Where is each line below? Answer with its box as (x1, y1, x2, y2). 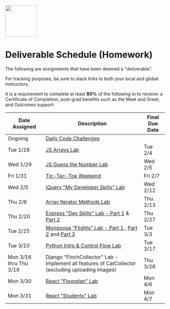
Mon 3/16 (8, 253, 32, 260)
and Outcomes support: (5, 101, 55, 108)
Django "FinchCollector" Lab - (45, 253, 118, 260)
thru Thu (8, 260, 28, 267)
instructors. (5, 81, 29, 87)
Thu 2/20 (8, 213, 30, 220)
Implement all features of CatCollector (45, 260, 136, 267)
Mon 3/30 (8, 278, 32, 285)
